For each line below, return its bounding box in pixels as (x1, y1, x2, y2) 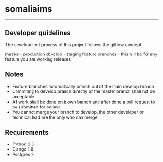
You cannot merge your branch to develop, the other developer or (12, 109, 144, 115)
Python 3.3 (12, 141, 34, 147)
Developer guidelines (5, 29, 71, 37)
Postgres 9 (12, 152, 34, 158)
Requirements (5, 128, 49, 137)
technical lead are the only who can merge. (12, 114, 99, 120)
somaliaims (5, 3, 52, 15)
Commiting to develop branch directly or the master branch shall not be (12, 89, 155, 94)
